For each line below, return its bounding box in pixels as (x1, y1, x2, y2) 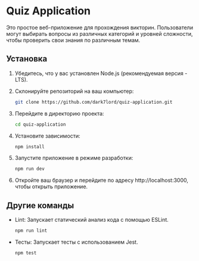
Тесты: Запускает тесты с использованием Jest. (14, 238, 138, 246)
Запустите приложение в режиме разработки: (14, 154, 133, 161)
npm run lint (14, 228, 48, 234)
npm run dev (14, 166, 45, 172)
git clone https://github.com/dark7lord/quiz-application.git (14, 99, 173, 105)
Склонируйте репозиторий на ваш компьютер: (14, 88, 134, 95)
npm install (14, 144, 45, 150)
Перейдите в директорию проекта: (14, 110, 104, 117)
